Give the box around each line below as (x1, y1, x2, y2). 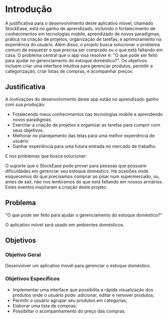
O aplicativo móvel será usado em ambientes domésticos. (5, 222, 124, 228)
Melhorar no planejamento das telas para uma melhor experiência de (12, 132, 155, 139)
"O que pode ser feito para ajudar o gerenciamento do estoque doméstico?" (5, 212, 162, 218)
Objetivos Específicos (5, 275, 60, 282)
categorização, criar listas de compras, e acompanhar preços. (5, 68, 134, 74)
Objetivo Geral (5, 251, 41, 258)
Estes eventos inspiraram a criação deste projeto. (5, 184, 108, 190)
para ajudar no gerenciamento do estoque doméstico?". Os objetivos (5, 57, 147, 63)
